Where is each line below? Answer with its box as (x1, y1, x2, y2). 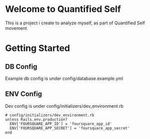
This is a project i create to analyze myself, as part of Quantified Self (5, 20, 145, 26)
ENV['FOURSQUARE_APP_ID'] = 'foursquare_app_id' (9, 121, 112, 126)
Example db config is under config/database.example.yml (5, 75, 123, 81)
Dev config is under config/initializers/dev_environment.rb (5, 103, 124, 109)
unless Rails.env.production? (5, 117, 68, 122)
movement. (5, 25, 28, 31)
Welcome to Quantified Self (5, 3, 121, 15)
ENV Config (5, 90, 42, 98)
